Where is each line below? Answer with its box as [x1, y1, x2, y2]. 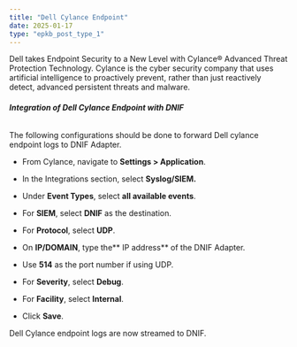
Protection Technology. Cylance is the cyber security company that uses [9, 63, 274, 73]
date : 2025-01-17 [9, 21, 73, 30]
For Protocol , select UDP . [21, 225, 116, 235]
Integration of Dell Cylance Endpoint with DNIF [9, 102, 184, 112]
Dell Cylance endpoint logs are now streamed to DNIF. [9, 328, 207, 338]
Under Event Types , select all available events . [21, 190, 196, 201]
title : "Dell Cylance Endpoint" [9, 12, 128, 22]
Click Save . [21, 311, 65, 321]
